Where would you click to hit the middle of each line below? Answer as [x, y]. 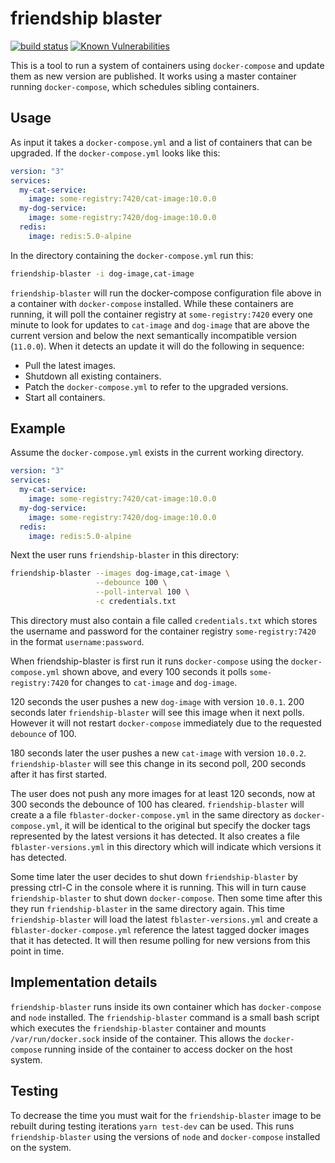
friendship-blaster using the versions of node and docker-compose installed [165, 1136]
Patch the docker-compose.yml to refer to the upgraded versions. [156, 386]
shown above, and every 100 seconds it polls [154, 671]
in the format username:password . [77, 641]
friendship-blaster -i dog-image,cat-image [102, 273]
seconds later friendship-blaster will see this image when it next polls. [157, 712]
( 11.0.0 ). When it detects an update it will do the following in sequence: [157, 346]
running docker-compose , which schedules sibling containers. [135, 86]
